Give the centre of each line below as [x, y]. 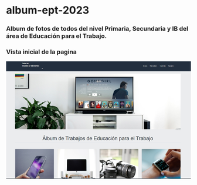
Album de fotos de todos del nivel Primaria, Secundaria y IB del [97, 29]
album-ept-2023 [48, 10]
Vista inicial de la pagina [42, 52]
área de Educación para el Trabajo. [57, 36]
